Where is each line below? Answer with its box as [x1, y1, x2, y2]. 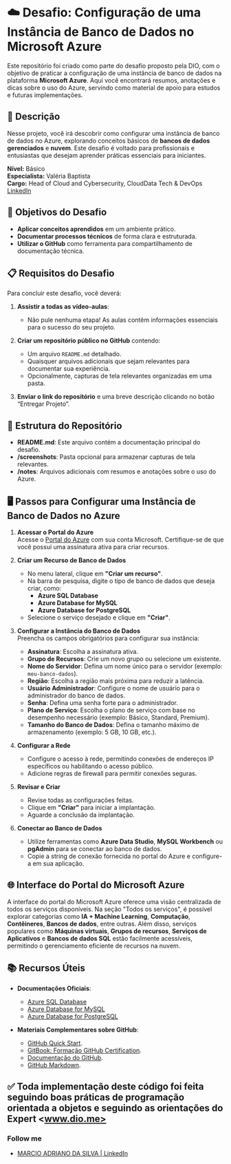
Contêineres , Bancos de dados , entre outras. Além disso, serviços [7, 919, 197, 928]
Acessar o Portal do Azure [16, 528, 94, 536]
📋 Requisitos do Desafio [7, 267, 115, 279]
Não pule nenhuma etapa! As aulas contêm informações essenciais [27, 316, 219, 324]
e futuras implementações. [7, 90, 83, 99]
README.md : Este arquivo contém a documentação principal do [16, 438, 201, 447]
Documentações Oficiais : [16, 984, 91, 992]
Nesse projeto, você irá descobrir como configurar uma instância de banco [7, 129, 220, 137]
